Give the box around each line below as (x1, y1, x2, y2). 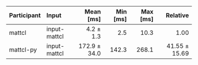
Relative (166, 11, 189, 19)
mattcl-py (9, 45, 37, 54)
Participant (9, 11, 41, 19)
